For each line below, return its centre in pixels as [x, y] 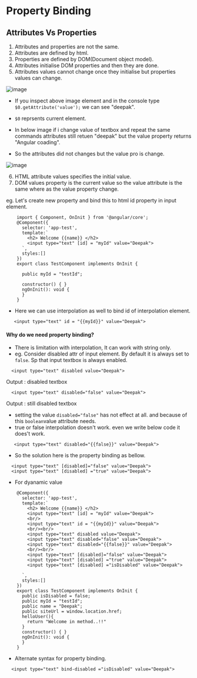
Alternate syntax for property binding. [60, 659]
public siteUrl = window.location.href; [72, 611]
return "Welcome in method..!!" [67, 622]
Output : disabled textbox [37, 382]
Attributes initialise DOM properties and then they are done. [87, 65]
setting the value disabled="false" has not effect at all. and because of [101, 415]
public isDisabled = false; [56, 596]
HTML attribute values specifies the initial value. [73, 177]
